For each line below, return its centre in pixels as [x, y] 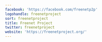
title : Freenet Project [29, 23]
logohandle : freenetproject [33, 14]
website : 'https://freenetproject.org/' [46, 32]
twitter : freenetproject [30, 28]
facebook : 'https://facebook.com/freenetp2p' [51, 9]
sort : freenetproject [27, 18]
